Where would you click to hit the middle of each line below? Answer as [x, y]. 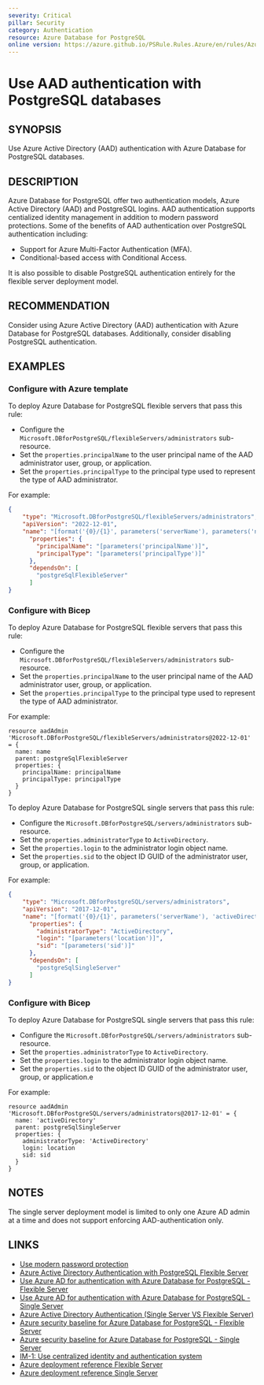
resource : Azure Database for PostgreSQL [77, 37]
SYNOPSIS [35, 130]
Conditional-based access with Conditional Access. [103, 258]
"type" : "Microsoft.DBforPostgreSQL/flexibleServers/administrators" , [140, 517]
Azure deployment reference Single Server [89, 1372]
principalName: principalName [72, 773]
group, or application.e [56, 1077]
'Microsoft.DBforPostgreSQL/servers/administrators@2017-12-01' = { [123, 1113]
